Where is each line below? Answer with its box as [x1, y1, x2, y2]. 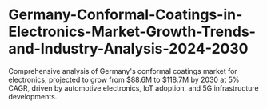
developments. [8, 91, 58, 101]
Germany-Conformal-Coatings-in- [8, 6, 243, 24]
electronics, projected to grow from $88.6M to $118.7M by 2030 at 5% [8, 75, 240, 84]
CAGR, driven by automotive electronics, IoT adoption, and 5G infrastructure [8, 83, 259, 93]
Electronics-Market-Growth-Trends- [8, 22, 256, 41]
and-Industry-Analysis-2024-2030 [8, 40, 249, 58]
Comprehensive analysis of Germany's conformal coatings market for [8, 66, 237, 75]
